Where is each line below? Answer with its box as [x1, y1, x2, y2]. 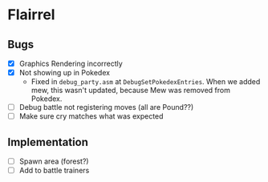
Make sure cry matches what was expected [18, 111, 164, 121]
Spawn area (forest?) [18, 156, 89, 166]
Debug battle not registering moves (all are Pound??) [18, 103, 194, 112]
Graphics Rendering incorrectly [18, 59, 124, 68]
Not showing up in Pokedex [18, 68, 110, 78]
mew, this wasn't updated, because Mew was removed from [30, 86, 230, 95]
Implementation [7, 135, 89, 149]
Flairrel [7, 6, 55, 24]
